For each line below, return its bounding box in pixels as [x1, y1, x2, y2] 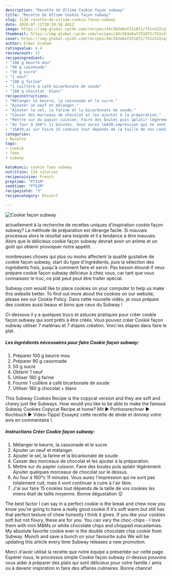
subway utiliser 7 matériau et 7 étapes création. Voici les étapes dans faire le [5, 322, 167, 328]
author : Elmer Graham [5, 41, 52, 46]
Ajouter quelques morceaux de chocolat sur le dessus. [12, 469, 128, 475]
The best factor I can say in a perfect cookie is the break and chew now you [5, 501, 166, 507]
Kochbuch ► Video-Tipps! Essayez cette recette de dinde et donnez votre [5, 411, 161, 418]
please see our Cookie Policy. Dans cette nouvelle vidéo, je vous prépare [5, 296, 159, 302]
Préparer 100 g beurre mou [12, 352, 70, 359]
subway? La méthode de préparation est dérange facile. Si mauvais [5, 227, 147, 233]
